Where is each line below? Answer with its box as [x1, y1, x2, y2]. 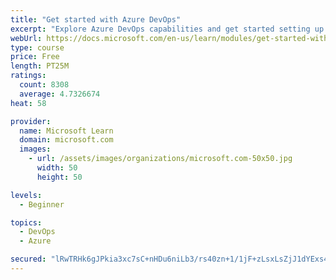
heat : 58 [10, 98, 47, 108]
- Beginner [19, 199, 65, 210]
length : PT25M [10, 61, 70, 71]
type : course [10, 42, 65, 53]
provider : [10, 116, 52, 126]
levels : [10, 190, 43, 200]
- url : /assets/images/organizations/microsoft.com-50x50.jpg [28, 154, 293, 164]
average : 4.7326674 [19, 89, 101, 99]
